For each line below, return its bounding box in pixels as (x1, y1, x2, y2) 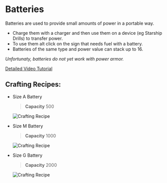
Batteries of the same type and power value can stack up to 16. (12, 46, 143, 52)
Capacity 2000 (25, 162, 57, 168)
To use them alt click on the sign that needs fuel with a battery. (12, 40, 143, 46)
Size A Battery (12, 93, 42, 99)
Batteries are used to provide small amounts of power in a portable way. (5, 20, 154, 26)
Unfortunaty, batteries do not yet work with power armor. (5, 55, 124, 62)
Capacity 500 (25, 103, 54, 109)
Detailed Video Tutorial (5, 66, 53, 72)
